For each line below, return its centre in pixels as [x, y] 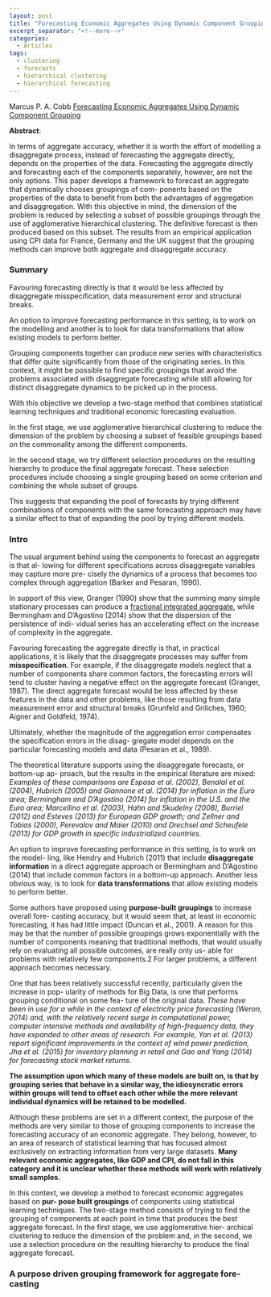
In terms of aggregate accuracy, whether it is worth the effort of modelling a [135, 146]
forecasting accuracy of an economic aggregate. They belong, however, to [133, 1135]
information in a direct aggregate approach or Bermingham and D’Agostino [133, 866]
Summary [29, 269]
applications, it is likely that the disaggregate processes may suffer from [129, 657]
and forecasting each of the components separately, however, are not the [131, 172]
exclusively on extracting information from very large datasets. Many [123, 1152]
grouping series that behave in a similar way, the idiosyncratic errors [126, 1085]
